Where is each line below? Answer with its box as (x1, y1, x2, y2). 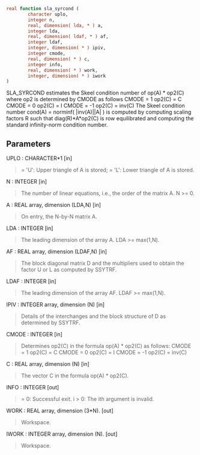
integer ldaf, (28, 39, 63, 45)
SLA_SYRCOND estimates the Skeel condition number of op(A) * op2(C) (6, 89, 184, 96)
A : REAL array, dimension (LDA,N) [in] (6, 202, 101, 209)
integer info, (28, 61, 63, 67)
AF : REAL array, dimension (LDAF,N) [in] (6, 248, 107, 255)
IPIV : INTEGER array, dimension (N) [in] (6, 301, 105, 308)
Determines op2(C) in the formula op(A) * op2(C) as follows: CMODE (20, 342, 192, 350)
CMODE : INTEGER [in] (6, 331, 63, 338)
